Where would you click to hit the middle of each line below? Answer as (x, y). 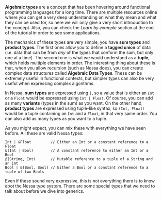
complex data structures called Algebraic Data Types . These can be (73, 73)
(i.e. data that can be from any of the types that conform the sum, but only (79, 52)
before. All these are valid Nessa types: (44, 133)
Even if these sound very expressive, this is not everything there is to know (80, 181)
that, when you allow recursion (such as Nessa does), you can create (74, 68)
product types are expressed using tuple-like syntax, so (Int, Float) (75, 108)
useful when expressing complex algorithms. (50, 83)
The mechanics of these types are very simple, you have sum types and (77, 42)
